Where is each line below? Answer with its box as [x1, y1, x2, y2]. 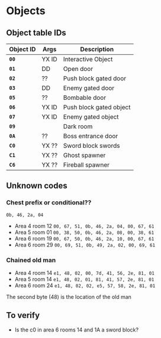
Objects [6, 4, 46, 18]
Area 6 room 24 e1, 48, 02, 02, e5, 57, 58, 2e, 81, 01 [14, 282, 156, 289]
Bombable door [63, 93, 107, 102]
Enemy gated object [63, 113, 120, 121]
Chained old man [6, 256, 56, 264]
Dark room [63, 122, 93, 131]
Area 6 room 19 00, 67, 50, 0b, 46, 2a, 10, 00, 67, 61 [14, 235, 154, 242]
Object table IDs [6, 28, 66, 38]
